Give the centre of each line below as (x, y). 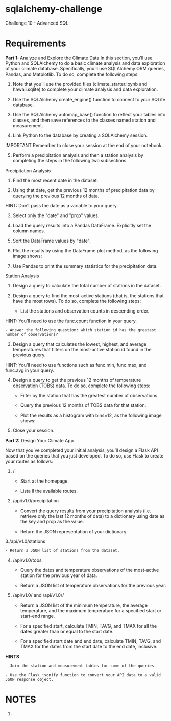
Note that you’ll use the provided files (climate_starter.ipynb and (80, 84)
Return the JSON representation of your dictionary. (74, 531)
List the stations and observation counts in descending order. (85, 311)
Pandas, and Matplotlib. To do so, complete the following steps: (72, 74)
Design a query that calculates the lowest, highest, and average (80, 344)
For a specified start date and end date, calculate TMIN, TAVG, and (91, 641)
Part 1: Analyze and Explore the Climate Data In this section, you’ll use (79, 58)
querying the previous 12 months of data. (56, 196)
